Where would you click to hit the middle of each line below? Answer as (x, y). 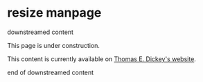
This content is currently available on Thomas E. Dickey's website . (101, 59)
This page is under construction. (54, 45)
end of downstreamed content (51, 72)
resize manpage (54, 13)
